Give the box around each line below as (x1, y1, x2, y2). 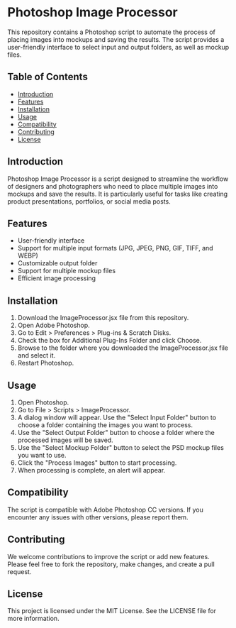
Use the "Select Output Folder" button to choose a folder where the (17, 429, 215, 436)
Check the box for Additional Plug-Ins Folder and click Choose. (17, 336, 202, 345)
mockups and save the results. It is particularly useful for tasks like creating (7, 189, 228, 198)
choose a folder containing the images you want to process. (17, 421, 193, 429)
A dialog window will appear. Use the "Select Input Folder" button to (17, 413, 217, 422)
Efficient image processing (17, 274, 96, 282)
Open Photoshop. (17, 398, 69, 407)
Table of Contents (7, 71, 89, 83)
